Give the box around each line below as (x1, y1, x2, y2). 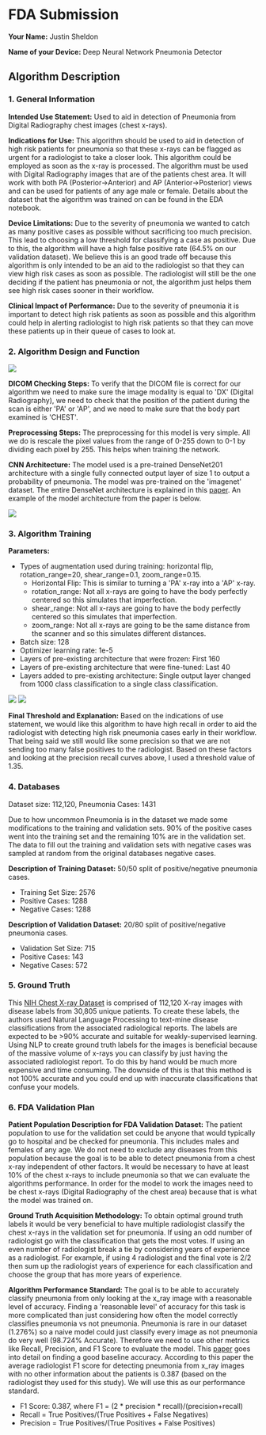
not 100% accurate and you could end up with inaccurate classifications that (8, 1073, 258, 1083)
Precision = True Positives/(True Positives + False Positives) (19, 1418, 216, 1428)
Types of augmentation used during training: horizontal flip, (19, 561, 214, 571)
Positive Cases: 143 (19, 952, 84, 961)
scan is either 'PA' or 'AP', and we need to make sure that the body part (8, 404, 240, 413)
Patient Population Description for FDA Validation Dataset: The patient (8, 1120, 243, 1129)
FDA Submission (8, 6, 120, 24)
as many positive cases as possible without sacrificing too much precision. (8, 226, 253, 236)
